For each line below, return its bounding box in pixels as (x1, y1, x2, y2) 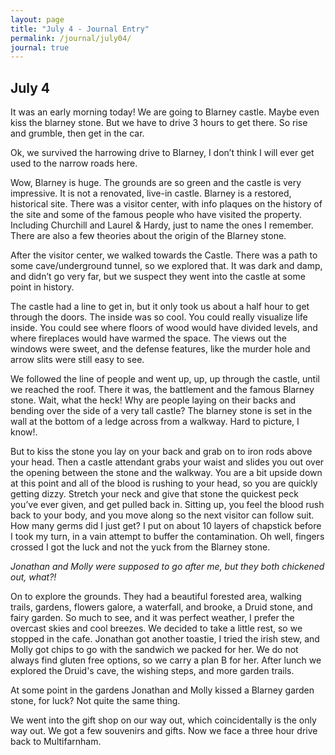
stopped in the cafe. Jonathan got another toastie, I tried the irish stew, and (10, 633, 320, 645)
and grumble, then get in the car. (10, 127, 145, 140)
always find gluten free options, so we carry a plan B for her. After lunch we (10, 654, 322, 666)
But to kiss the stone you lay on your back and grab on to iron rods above (10, 446, 313, 458)
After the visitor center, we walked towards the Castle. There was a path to (10, 249, 318, 261)
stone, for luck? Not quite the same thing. (10, 695, 181, 707)
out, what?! (10, 571, 57, 583)
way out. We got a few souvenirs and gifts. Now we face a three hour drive (10, 725, 318, 737)
